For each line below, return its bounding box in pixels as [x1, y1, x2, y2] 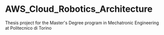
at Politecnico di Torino [5, 25, 52, 31]
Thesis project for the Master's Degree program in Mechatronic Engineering [5, 20, 159, 26]
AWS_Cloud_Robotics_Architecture [5, 3, 153, 15]
